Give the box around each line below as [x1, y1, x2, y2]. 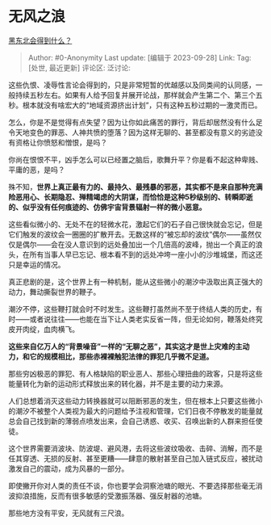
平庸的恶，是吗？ [8, 165, 65, 174]
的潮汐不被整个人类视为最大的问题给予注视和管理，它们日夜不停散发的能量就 [8, 405, 263, 416]
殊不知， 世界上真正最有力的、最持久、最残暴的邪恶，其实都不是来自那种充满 [8, 182, 263, 191]
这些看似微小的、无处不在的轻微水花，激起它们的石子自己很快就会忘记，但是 [8, 219, 263, 229]
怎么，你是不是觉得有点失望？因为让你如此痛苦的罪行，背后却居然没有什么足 [8, 117, 263, 127]
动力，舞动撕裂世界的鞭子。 [8, 287, 101, 296]
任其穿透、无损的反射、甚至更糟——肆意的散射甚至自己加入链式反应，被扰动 [8, 453, 263, 463]
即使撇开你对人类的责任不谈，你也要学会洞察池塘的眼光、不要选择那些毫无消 [8, 481, 263, 490]
